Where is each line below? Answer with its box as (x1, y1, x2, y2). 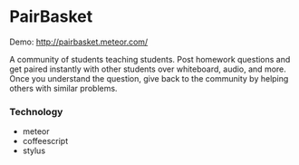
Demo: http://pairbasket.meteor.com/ (9, 36, 149, 47)
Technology (9, 105, 63, 118)
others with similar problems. (9, 82, 118, 93)
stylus (22, 145, 46, 156)
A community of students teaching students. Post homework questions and (9, 53, 291, 64)
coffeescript (22, 136, 69, 147)
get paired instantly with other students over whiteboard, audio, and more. (9, 63, 287, 74)
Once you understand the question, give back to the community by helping (9, 73, 289, 83)
